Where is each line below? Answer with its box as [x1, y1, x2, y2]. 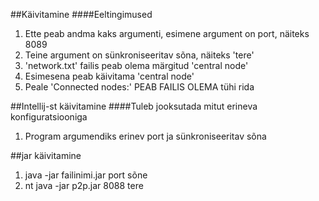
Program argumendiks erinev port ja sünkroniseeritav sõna [24, 130, 267, 142]
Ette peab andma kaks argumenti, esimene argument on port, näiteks [24, 28, 310, 39]
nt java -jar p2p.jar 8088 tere [24, 180, 144, 191]
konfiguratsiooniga [10, 111, 88, 123]
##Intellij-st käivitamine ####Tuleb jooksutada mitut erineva [10, 100, 258, 112]
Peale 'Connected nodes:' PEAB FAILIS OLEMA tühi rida [24, 81, 255, 93]
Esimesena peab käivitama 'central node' [24, 70, 195, 82]
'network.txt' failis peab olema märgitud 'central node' [24, 60, 249, 71]
